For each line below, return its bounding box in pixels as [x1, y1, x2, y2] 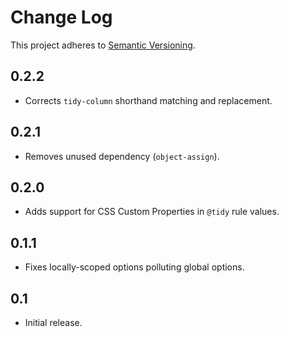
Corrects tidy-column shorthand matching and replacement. [24, 94, 273, 106]
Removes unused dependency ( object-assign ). [24, 150, 220, 162]
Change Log [10, 6, 113, 29]
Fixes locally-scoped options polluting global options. [24, 261, 245, 273]
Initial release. [24, 317, 83, 328]
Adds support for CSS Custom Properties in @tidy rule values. [24, 206, 280, 218]
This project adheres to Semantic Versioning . [10, 39, 196, 51]
